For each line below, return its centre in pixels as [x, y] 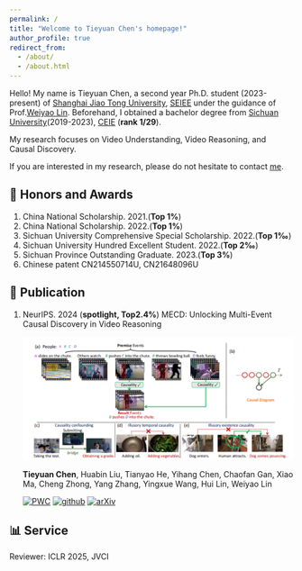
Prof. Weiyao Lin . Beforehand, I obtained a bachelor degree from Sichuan [144, 112]
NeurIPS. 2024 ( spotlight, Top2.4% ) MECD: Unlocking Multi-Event [147, 314]
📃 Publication [47, 293]
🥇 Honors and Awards [71, 195]
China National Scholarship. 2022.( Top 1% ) [102, 226]
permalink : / [34, 19]
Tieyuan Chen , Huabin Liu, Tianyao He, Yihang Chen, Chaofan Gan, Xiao [158, 474]
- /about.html [44, 67]
